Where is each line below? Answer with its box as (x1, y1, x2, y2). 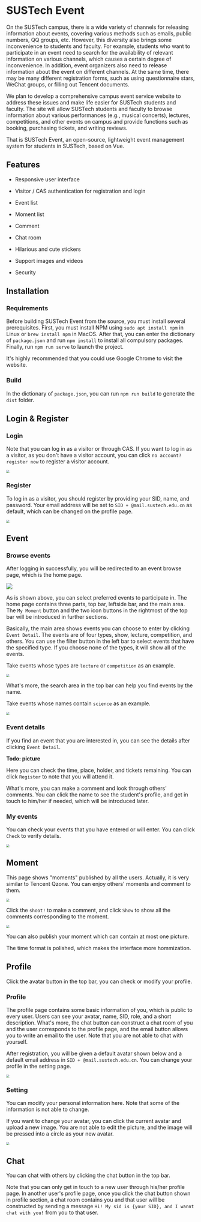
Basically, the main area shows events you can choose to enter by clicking (6, 625, 190, 632)
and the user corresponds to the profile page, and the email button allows (6, 1025, 188, 1032)
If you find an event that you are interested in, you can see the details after (6, 736, 190, 744)
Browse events (6, 552, 51, 560)
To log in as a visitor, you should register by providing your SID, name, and (6, 495, 190, 502)
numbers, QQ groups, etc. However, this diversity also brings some (6, 36, 172, 43)
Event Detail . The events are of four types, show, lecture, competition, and (6, 631, 193, 639)
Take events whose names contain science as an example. (6, 700, 151, 707)
